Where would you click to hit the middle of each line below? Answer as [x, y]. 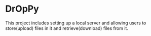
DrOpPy [22, 9]
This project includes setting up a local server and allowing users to [76, 23]
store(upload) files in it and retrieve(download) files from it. [67, 28]
